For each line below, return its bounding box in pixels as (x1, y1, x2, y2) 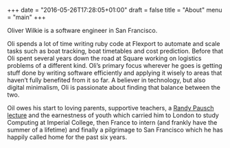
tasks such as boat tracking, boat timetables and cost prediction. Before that (7, 47, 224, 55)
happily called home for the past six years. (7, 133, 128, 141)
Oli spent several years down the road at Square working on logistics (7, 54, 202, 62)
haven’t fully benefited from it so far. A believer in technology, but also (7, 76, 206, 84)
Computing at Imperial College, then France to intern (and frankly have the (7, 119, 218, 126)
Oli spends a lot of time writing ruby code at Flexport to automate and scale (7, 40, 220, 47)
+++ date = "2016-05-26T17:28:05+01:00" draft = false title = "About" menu (7, 6, 222, 14)
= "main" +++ (7, 13, 46, 21)
